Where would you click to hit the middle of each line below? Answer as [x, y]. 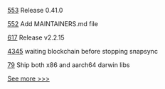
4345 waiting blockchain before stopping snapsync [83, 51]
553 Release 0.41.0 [35, 10]
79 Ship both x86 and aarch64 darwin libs [69, 65]
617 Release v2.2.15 [36, 37]
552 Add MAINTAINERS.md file [53, 24]
